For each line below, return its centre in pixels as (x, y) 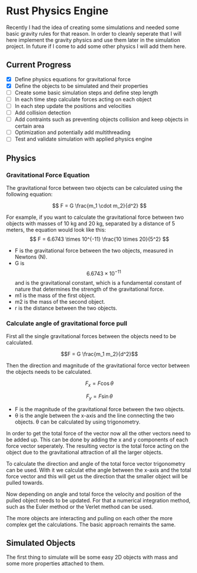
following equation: (30, 194)
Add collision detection (43, 113)
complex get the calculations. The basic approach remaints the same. (91, 524)
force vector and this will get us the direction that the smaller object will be (97, 476)
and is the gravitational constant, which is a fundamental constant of (98, 282)
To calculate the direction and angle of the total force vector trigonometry (96, 463)
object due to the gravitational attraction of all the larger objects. (85, 452)
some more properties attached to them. (55, 564)
